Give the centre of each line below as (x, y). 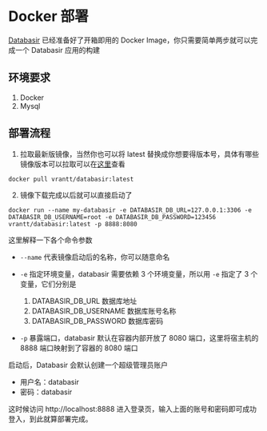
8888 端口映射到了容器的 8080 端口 (79, 348)
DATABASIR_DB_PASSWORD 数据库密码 (98, 321)
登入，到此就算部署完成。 (50, 419)
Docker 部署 (49, 16)
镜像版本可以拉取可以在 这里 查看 (72, 164)
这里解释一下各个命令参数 (50, 240)
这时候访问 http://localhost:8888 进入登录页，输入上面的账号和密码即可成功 (133, 409)
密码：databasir (46, 392)
